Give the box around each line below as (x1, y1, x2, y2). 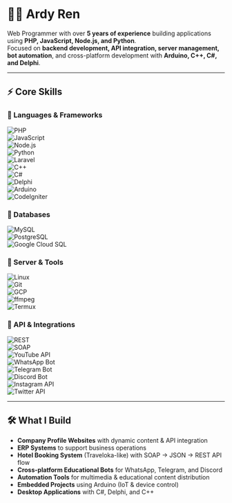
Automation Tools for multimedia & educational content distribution (17, 473, 210, 482)
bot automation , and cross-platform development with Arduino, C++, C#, (7, 51, 217, 60)
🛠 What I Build (7, 414, 71, 426)
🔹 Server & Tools (7, 257, 64, 267)
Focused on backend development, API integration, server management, (7, 44, 220, 52)
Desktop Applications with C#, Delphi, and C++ (17, 488, 155, 496)
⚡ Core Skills (7, 86, 63, 98)
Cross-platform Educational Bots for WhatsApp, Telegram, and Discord (17, 466, 223, 474)
